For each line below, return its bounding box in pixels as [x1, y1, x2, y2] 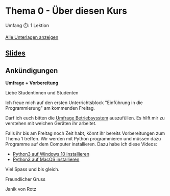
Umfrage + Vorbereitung [5, 80, 59, 86]
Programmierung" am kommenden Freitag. [5, 105, 95, 111]
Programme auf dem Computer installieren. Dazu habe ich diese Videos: [5, 141, 157, 148]
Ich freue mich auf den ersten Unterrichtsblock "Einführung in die [5, 100, 143, 106]
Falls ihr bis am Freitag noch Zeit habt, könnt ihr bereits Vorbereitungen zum [5, 130, 165, 136]
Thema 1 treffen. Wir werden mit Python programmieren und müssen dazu [5, 136, 161, 142]
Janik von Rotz [5, 186, 37, 192]
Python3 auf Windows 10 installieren [12, 151, 89, 157]
